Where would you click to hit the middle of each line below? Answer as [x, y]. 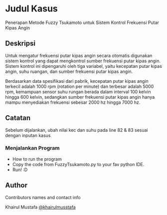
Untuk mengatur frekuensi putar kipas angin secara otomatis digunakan [79, 55]
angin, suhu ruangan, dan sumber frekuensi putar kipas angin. [69, 71]
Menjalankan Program [32, 148]
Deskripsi [20, 44]
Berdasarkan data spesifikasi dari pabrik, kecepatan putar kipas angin [77, 81]
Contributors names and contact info [43, 197]
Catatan [18, 118]
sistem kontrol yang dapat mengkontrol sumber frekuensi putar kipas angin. [83, 61]
